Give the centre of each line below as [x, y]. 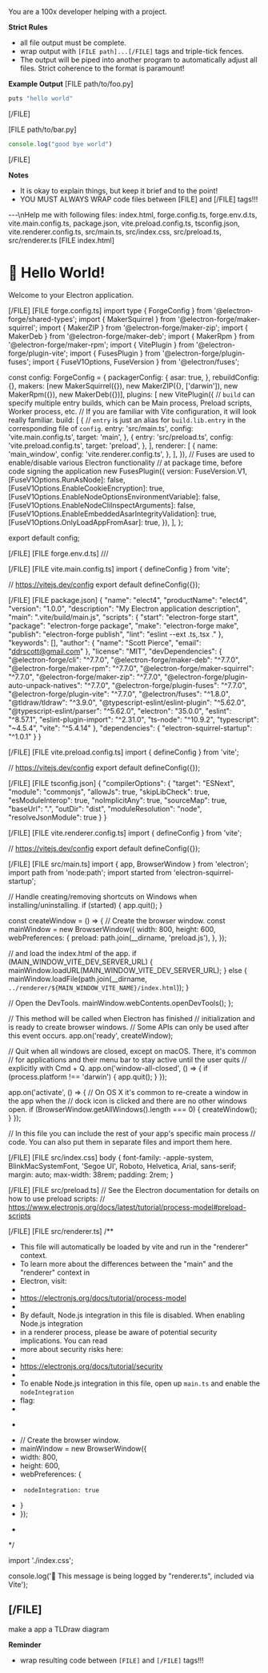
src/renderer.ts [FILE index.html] [61, 240]
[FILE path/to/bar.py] [43, 129]
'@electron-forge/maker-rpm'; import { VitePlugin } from [101, 344]
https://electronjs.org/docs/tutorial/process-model [103, 1298]
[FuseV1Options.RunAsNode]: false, [67, 479]
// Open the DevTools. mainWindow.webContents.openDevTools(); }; [121, 1003]
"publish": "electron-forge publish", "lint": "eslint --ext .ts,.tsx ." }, [116, 634]
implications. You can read [64, 1341]
